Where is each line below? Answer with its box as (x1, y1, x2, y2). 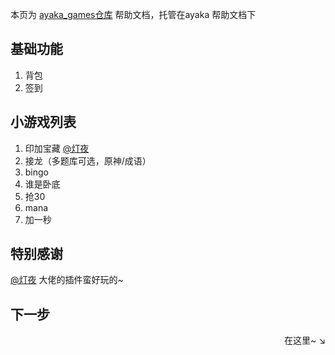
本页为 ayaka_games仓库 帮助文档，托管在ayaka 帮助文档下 (10, 9, 257, 20)
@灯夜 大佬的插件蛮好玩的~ (10, 274, 124, 286)
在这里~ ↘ (283, 334, 326, 347)
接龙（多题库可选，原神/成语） (24, 154, 152, 167)
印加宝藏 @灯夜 (24, 142, 90, 154)
